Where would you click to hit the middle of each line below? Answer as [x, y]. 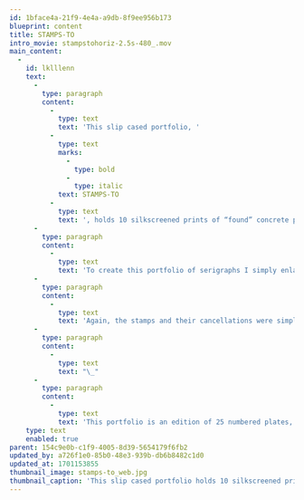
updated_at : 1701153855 [54, 464]
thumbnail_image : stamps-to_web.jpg [78, 473]
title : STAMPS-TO [42, 34]
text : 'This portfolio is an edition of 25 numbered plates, [176, 422]
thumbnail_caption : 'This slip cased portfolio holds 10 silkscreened [145, 481]
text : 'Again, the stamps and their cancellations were [165, 321]
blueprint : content [46, 26]
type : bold [95, 169]
